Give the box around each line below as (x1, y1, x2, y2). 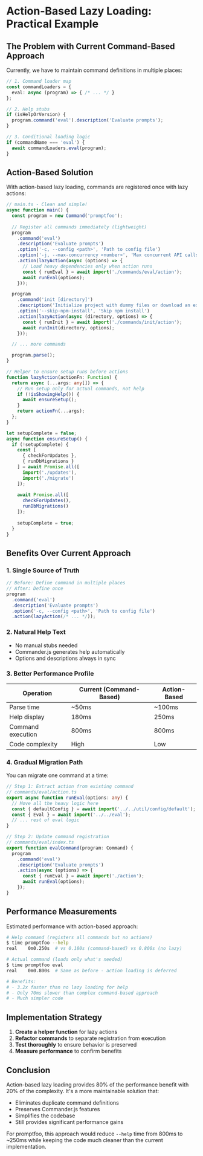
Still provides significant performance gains (14, 1118, 124, 1125)
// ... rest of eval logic (11, 817, 80, 823)
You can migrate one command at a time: (6, 772, 109, 779)
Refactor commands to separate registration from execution (14, 1035, 166, 1042)
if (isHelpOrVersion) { (6, 112, 66, 118)
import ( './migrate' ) (22, 475, 74, 481)
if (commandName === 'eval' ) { (6, 139, 85, 146)
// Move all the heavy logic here (11, 800, 98, 806)
